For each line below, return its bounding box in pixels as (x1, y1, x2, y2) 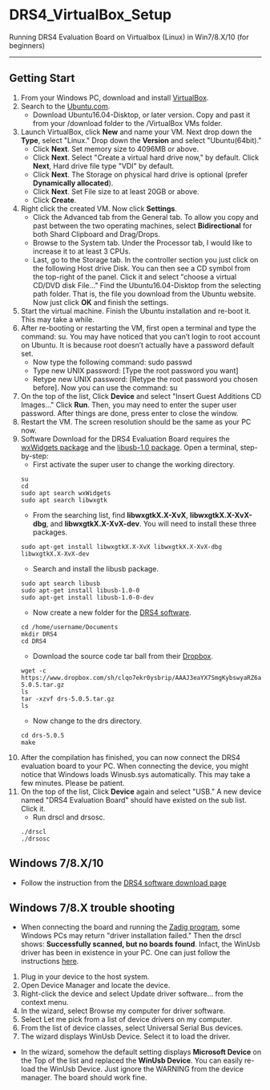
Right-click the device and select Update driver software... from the (20, 989, 244, 998)
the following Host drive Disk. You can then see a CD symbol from (32, 263, 251, 273)
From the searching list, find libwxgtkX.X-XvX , (32, 510, 189, 519)
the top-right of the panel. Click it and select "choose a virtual (32, 271, 237, 282)
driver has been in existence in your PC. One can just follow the (20, 948, 231, 958)
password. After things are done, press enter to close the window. (20, 408, 239, 418)
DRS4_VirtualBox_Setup (9, 6, 172, 24)
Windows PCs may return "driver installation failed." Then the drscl (20, 931, 242, 941)
